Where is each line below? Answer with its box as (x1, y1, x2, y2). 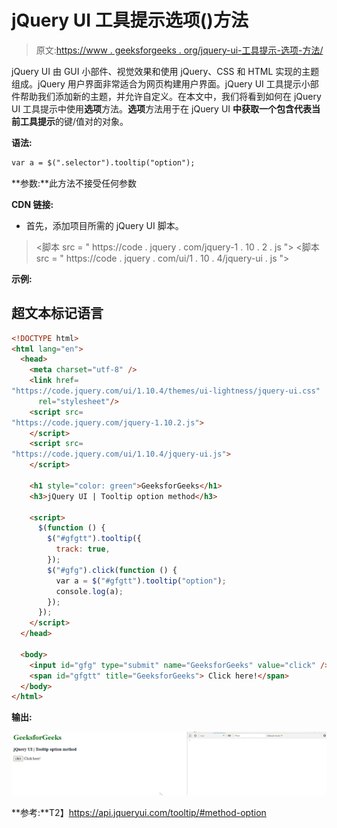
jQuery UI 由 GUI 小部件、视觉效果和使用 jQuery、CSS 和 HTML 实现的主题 (11, 65, 320, 77)
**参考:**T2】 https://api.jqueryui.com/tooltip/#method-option (11, 806, 267, 818)
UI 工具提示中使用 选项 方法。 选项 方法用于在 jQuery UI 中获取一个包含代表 (11, 102, 313, 115)
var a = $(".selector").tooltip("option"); (11, 157, 196, 168)
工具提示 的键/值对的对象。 (19, 115, 129, 127)
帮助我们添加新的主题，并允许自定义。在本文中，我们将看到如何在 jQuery (19, 90, 322, 102)
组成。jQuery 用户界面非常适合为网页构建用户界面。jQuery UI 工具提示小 (11, 77, 311, 90)
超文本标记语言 (11, 305, 104, 322)
